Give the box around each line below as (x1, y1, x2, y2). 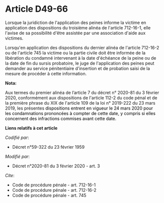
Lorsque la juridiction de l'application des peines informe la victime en (5, 20, 146, 25)
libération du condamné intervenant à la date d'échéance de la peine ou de (5, 55, 157, 61)
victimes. (5, 35, 23, 41)
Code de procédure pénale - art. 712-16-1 (12, 182, 96, 188)
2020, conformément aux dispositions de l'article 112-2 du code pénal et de (5, 94, 158, 101)
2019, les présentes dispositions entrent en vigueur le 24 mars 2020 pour (5, 105, 153, 111)
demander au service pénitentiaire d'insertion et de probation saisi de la (5, 65, 150, 71)
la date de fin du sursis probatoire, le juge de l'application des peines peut (5, 60, 155, 66)
